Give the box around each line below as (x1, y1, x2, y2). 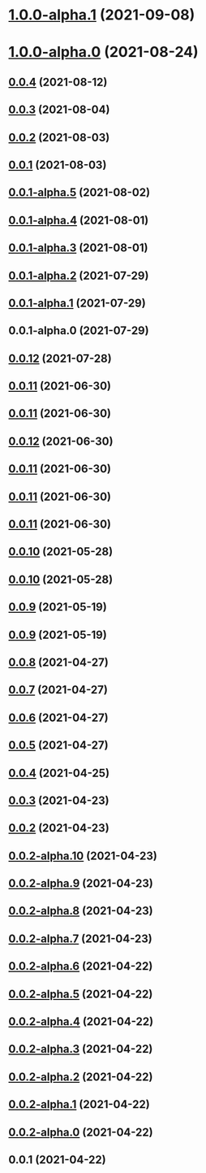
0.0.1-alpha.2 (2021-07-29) (8, 268, 149, 282)
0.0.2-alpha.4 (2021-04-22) (8, 1014, 154, 1029)
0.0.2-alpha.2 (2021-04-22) (8, 1070, 153, 1084)
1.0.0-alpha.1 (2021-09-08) (8, 6, 195, 24)
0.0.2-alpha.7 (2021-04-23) (8, 932, 152, 945)
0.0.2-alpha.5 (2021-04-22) (8, 987, 153, 1001)
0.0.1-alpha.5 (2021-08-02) (8, 185, 151, 200)
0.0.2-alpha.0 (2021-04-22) (8, 1125, 153, 1139)
